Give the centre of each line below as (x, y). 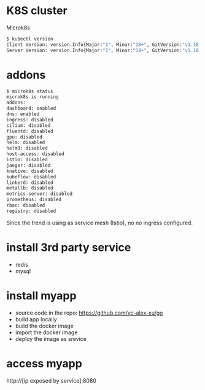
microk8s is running (33, 97)
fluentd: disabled (30, 131)
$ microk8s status (30, 91)
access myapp (44, 363)
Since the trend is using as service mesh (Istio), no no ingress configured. (100, 223)
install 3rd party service (69, 247)
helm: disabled (26, 143)
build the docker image (44, 326)
